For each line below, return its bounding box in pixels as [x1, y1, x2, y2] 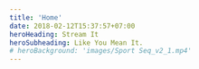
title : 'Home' [9, 13, 63, 22]
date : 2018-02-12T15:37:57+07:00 [9, 22, 136, 30]
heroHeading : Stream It [9, 30, 99, 39]
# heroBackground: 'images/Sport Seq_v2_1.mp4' [9, 47, 193, 56]
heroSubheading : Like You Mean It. [9, 38, 144, 47]
